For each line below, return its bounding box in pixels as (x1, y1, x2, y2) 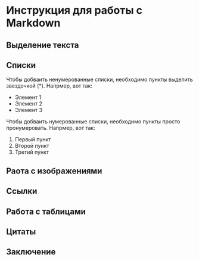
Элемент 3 (14, 107, 43, 114)
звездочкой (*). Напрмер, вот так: (6, 82, 93, 89)
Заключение (6, 247, 56, 257)
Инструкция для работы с (6, 4, 143, 17)
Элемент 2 (14, 100, 43, 107)
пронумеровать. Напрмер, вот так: (6, 125, 95, 132)
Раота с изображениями (6, 166, 102, 176)
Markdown (6, 16, 61, 30)
